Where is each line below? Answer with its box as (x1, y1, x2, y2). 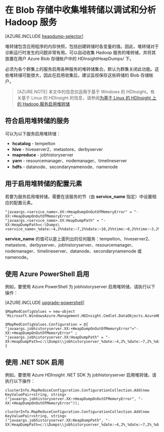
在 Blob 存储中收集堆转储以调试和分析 (5, 4, 156, 16)
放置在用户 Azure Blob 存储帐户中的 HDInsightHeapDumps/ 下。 (5, 55, 134, 61)
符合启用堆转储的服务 (5, 117, 69, 125)
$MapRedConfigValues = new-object (5, 309, 76, 314)
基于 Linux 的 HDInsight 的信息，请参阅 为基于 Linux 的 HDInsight (21, 95, 151, 101)
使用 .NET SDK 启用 (5, 358, 64, 366)
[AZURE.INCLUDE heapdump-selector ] (5, 33, 84, 39)
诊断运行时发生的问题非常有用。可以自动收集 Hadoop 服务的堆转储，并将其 (5, 50, 156, 55)
